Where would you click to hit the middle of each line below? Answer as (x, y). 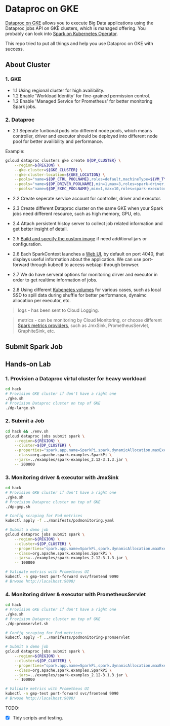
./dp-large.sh (20, 408)
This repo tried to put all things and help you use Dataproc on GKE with (79, 43)
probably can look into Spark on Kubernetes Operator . (61, 33)
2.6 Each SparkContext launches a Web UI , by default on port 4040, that (88, 254)
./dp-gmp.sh (18, 507)
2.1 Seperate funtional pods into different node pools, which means (82, 130)
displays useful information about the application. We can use (77, 260)
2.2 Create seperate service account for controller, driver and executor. (87, 199)
